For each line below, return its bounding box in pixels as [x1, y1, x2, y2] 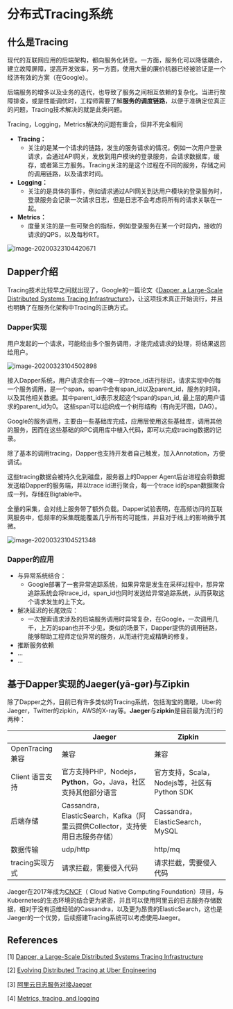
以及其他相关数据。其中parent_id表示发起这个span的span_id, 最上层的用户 [7, 394, 220, 402]
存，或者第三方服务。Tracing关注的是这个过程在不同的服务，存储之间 [27, 161, 226, 169]
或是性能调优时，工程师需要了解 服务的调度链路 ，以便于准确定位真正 [31, 97, 226, 105]
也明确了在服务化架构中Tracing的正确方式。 [7, 303, 132, 311]
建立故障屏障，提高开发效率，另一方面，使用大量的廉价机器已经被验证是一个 [7, 65, 226, 73]
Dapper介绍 [7, 266, 58, 278]
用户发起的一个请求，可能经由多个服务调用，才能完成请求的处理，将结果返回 [7, 340, 226, 348]
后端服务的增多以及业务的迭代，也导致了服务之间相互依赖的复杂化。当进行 [7, 88, 220, 96]
